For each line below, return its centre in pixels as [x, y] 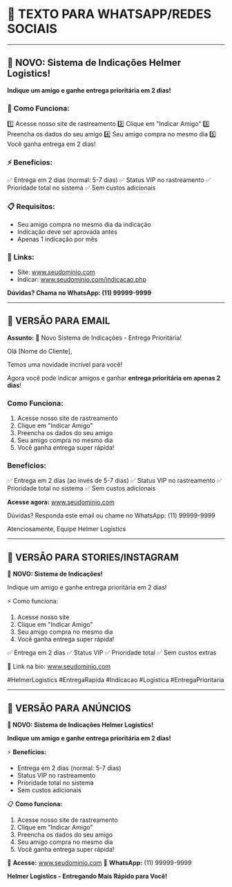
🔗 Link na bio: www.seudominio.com [59, 666]
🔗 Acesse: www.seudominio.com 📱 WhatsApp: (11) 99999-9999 [99, 862]
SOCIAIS [32, 29]
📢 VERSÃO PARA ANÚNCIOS [69, 708]
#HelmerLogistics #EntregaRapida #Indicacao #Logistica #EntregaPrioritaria [116, 680]
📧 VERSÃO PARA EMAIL [59, 321]
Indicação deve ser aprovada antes [67, 232]
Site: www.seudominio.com [56, 272]
